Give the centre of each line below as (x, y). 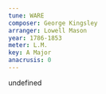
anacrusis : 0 (30, 61)
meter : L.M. (28, 45)
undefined (25, 82)
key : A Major (30, 53)
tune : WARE (26, 16)
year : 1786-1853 (35, 38)
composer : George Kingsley (53, 23)
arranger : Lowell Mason (48, 30)
